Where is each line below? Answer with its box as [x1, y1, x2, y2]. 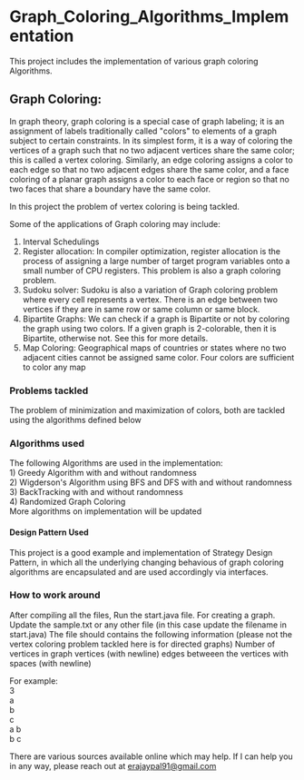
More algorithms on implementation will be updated [9, 506, 202, 517]
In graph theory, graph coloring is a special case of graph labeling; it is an [9, 115, 285, 126]
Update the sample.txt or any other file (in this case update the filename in [9, 619, 288, 630]
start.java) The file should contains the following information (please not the [9, 628, 293, 639]
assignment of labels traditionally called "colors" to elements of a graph [9, 125, 278, 136]
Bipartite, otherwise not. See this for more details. [22, 332, 209, 343]
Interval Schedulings [22, 236, 100, 247]
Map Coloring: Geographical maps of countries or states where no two [22, 342, 287, 353]
